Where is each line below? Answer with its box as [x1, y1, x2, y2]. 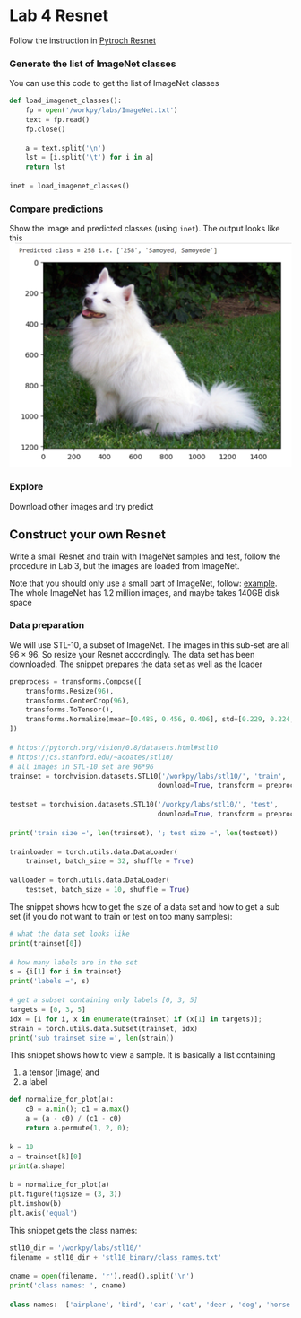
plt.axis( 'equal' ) [9, 1209, 78, 1218]
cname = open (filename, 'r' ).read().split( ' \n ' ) [9, 1271, 194, 1281]
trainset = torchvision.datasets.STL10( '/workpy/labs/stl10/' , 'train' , [9, 772, 287, 781]
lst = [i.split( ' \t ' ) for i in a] [25, 153, 154, 162]
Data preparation [9, 619, 85, 632]
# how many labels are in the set [9, 957, 139, 967]
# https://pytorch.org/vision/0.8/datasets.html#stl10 [9, 743, 219, 752]
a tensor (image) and [21, 1067, 100, 1078]
